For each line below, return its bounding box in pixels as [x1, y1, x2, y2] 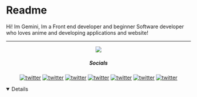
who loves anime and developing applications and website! [6, 29, 148, 36]
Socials [89, 59, 108, 66]
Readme [6, 4, 47, 17]
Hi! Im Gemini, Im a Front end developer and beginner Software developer [6, 23, 184, 30]
